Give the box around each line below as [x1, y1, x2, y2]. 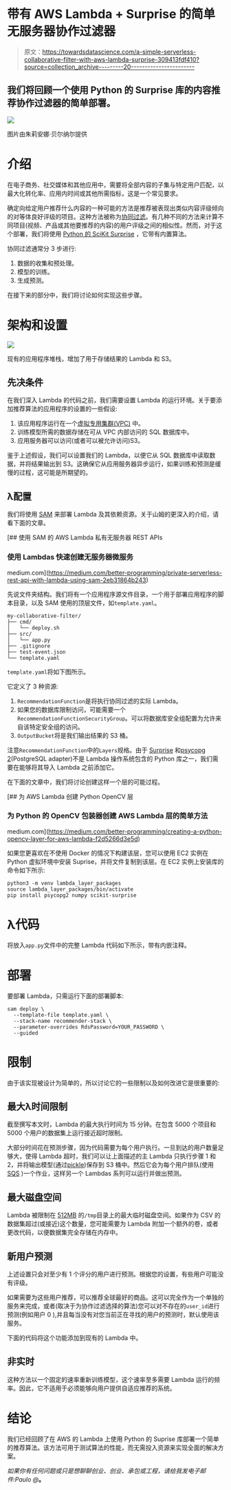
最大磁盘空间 [7, 1191, 62, 1203]
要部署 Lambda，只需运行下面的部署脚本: [7, 991, 124, 1000]
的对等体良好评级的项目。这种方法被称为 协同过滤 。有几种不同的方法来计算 [7, 212, 218, 220]
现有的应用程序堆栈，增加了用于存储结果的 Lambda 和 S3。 [7, 354, 175, 362]
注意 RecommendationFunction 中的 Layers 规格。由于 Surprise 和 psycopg [7, 745, 206, 754]
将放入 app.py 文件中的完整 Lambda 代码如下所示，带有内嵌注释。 [7, 941, 190, 949]
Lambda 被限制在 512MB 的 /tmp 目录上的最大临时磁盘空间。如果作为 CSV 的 [7, 1211, 221, 1219]
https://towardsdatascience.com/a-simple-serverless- [42, 48, 197, 56]
